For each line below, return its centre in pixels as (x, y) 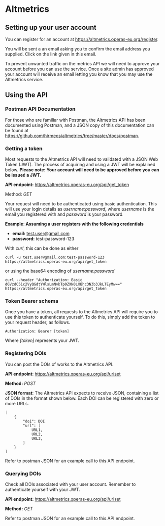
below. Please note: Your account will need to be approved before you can (82, 170)
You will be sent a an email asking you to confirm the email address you (78, 49)
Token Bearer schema (32, 301)
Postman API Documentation (40, 109)
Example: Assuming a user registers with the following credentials (74, 224)
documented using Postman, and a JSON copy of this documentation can (80, 125)
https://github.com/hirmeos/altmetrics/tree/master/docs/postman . (72, 136)
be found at (17, 130)
